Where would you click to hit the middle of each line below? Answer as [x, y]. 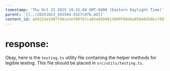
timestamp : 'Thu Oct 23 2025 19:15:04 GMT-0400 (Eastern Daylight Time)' [85, 10]
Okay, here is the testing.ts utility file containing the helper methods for [81, 57]
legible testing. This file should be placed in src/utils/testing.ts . [74, 63]
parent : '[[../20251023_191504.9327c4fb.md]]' [55, 14]
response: [27, 44]
